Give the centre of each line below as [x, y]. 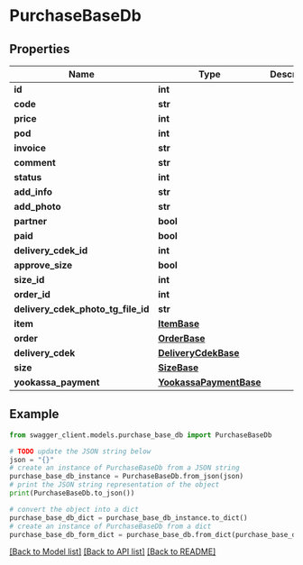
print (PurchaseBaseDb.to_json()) [72, 493]
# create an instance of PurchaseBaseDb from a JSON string [125, 468]
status [28, 177]
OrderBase [181, 338]
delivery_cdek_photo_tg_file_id [82, 309]
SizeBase [178, 368]
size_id [29, 280]
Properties [40, 49]
